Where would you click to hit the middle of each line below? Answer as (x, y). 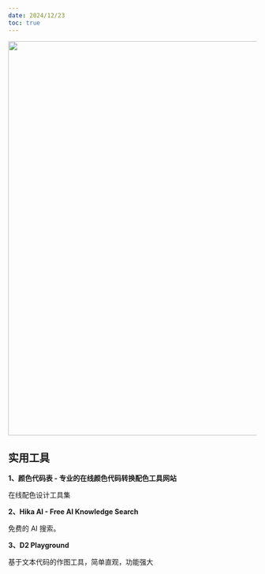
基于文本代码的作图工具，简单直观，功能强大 (81, 562)
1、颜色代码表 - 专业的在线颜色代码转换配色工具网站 (93, 479)
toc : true (24, 23)
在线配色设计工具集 (39, 495)
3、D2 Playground (39, 546)
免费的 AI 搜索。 (34, 528)
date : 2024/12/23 (37, 15)
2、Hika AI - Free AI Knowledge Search (73, 512)
